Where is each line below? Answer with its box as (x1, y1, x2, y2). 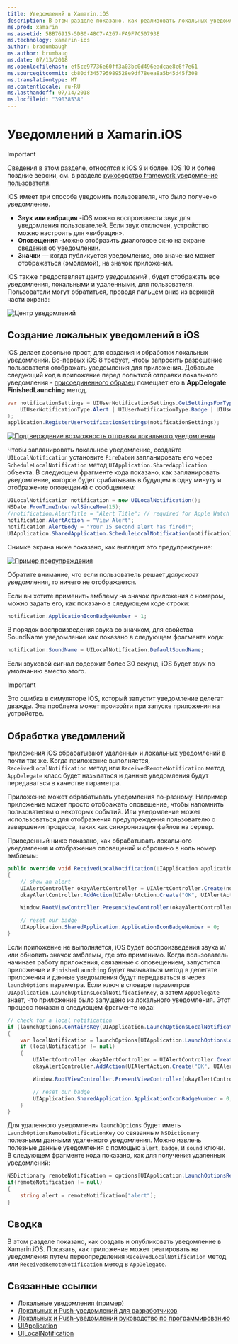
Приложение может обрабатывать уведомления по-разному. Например (7, 792, 228, 801)
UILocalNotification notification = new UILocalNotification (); (7, 497, 201, 504)
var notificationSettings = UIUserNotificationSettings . (7, 399, 179, 406)
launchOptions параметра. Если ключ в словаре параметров (7, 980, 190, 989)
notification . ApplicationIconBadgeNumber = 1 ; (7, 613, 147, 620)
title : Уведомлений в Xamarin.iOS (7, 10, 110, 18)
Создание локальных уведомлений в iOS (7, 329, 200, 341)
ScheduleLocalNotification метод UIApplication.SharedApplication (7, 461, 208, 469)
